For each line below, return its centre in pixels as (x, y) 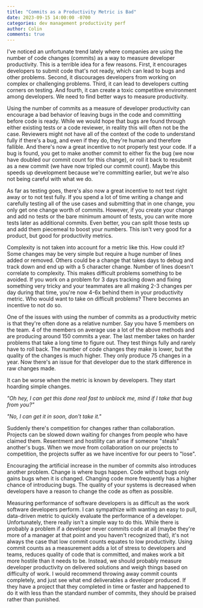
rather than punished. (34, 600)
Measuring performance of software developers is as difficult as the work (98, 503)
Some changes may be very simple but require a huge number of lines (94, 254)
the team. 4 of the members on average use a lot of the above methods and (101, 330)
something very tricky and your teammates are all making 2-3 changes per (99, 286)
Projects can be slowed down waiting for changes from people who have (97, 435)
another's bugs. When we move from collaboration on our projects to (92, 448)
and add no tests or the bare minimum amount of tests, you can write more (100, 217)
